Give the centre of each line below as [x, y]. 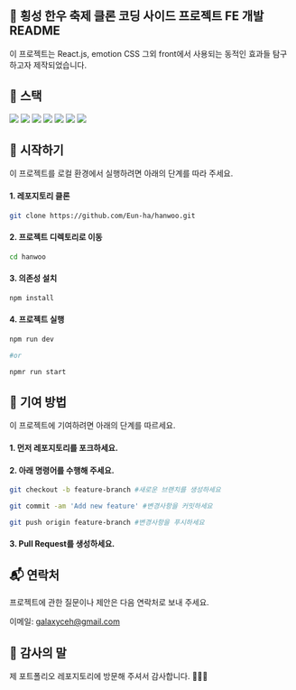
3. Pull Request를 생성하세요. [62, 544]
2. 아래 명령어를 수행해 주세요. [62, 470]
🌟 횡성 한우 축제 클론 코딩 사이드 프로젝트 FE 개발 [137, 16]
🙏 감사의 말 [38, 653]
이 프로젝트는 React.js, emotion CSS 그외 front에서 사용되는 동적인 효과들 [140, 53]
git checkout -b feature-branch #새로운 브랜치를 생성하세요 [115, 490]
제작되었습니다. [60, 65]
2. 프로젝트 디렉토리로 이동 [56, 237]
